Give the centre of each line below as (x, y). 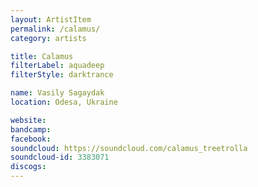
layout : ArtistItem (51, 19)
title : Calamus (42, 56)
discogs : (28, 167)
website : (28, 120)
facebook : (31, 139)
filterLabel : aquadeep (57, 66)
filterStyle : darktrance (62, 75)
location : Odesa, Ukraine (64, 102)
